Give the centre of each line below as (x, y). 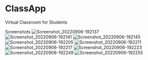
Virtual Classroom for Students (36, 22)
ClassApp (26, 9)
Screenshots (18, 31)
